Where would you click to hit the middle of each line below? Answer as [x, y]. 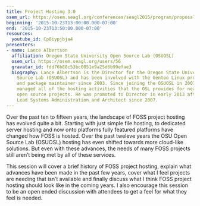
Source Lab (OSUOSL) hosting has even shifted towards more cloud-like [95, 142]
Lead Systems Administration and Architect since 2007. [88, 100]
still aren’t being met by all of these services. [61, 154]
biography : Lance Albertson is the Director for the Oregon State [96, 72]
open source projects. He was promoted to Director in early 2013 [101, 94]
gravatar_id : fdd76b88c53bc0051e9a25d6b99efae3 [72, 67]
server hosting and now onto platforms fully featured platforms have [90, 129]
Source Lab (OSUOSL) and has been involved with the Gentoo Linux [101, 78]
